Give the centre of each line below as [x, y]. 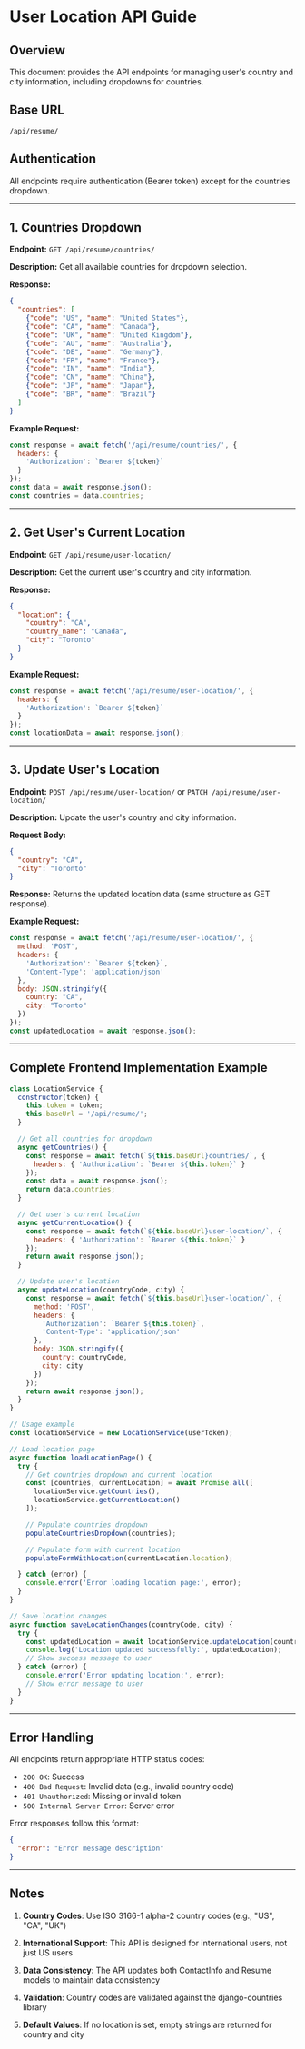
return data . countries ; [71, 1190]
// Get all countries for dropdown [85, 1139]
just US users [48, 1952]
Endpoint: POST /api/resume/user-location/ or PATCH [108, 791]
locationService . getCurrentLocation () [107, 1500]
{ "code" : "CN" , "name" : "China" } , [91, 377]
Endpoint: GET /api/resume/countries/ [82, 249]
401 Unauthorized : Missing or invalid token [102, 1797]
